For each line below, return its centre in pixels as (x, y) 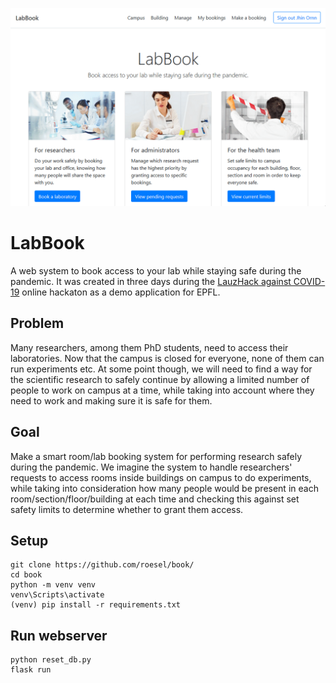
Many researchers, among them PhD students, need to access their (149, 347)
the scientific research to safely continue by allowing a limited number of (160, 379)
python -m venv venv (53, 585)
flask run (31, 670)
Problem (37, 323)
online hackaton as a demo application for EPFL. (121, 292)
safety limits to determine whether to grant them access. (127, 509)
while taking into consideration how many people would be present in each (164, 488)
